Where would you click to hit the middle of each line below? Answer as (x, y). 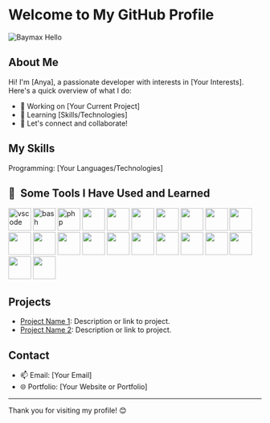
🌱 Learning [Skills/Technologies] (74, 114)
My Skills (32, 149)
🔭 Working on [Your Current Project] (80, 106)
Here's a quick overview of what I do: (70, 90)
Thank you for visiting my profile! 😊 (67, 410)
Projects (30, 302)
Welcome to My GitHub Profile (111, 15)
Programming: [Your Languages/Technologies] (86, 168)
